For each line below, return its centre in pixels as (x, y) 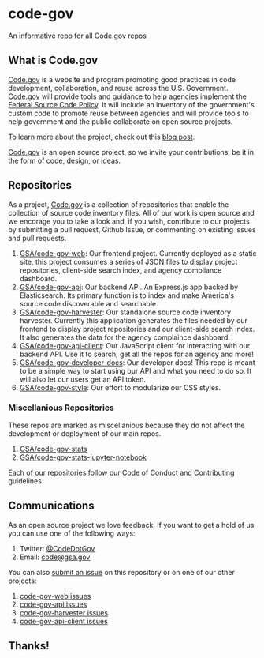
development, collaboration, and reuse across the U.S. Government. (118, 88)
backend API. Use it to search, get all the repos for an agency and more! (137, 354)
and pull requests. (37, 238)
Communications (51, 506)
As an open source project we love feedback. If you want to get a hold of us (131, 525)
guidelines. (26, 481)
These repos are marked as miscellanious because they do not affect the (126, 425)
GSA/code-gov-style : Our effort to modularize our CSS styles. (120, 387)
